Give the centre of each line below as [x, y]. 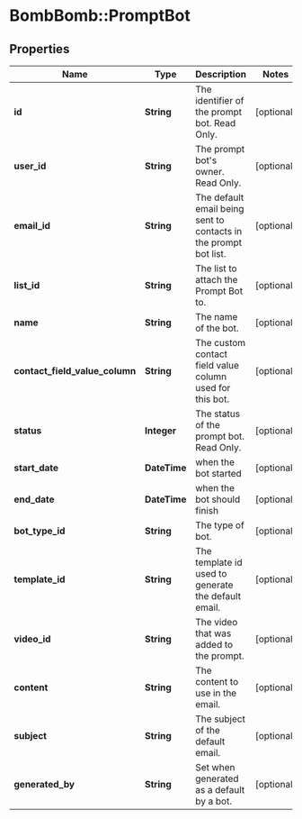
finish [207, 510]
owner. [209, 172]
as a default [220, 790]
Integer [161, 431]
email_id [32, 226]
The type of [219, 525]
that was [213, 633]
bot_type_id [40, 531]
